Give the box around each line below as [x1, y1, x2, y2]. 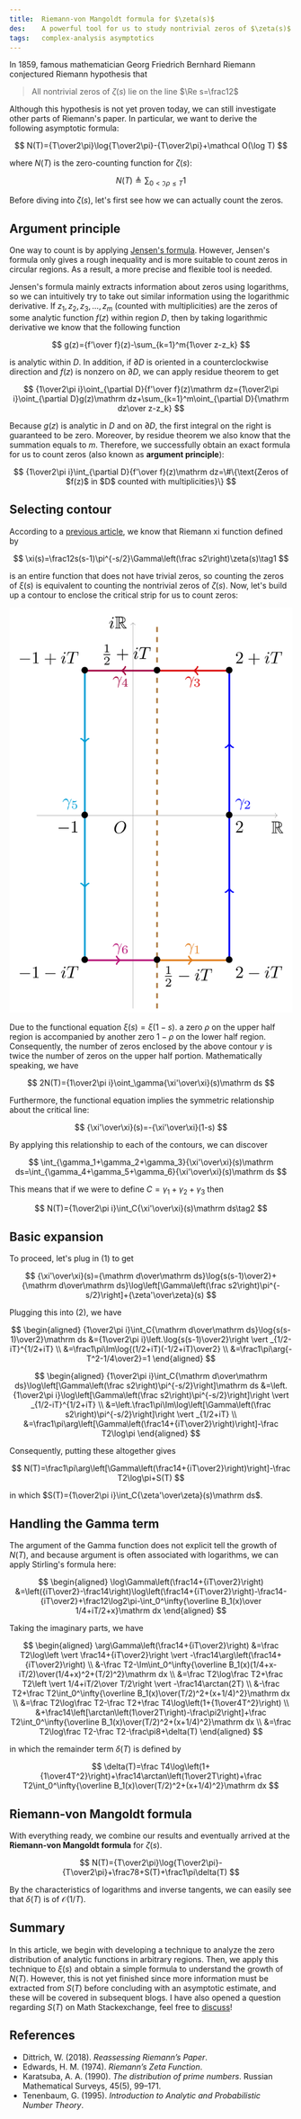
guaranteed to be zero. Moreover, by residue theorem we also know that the [9, 429, 291, 440]
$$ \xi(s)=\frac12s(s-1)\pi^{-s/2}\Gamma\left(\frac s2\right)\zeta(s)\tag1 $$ [13, 553, 289, 564]
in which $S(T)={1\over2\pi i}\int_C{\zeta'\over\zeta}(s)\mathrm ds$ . [9, 1490, 263, 1501]
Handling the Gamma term [9, 1516, 160, 1531]
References [9, 2028, 75, 2043]
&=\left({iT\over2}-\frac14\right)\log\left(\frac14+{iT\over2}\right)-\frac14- [14, 1586, 288, 1597]
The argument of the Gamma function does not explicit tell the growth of [9, 1540, 278, 1551]
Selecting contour [9, 502, 112, 518]
